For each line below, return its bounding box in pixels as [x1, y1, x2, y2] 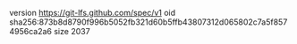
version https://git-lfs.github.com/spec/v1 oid [9, 8, 176, 18]
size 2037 [53, 26, 91, 36]
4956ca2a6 [9, 26, 52, 36]
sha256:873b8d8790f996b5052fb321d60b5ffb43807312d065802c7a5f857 [9, 17, 288, 27]
